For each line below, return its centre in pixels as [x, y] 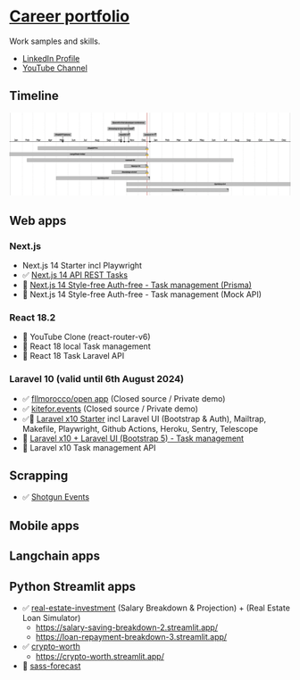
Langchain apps [55, 556]
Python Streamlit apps [73, 586]
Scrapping [39, 476]
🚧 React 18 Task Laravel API [73, 356]
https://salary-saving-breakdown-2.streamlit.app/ [127, 627]
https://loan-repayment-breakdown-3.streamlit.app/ [131, 637]
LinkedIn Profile [51, 58]
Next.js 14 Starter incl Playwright [82, 266]
